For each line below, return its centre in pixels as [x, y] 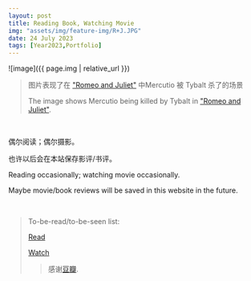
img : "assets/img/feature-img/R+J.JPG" [75, 31]
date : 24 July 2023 [41, 38]
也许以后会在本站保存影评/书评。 [63, 159]
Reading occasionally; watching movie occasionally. [94, 175]
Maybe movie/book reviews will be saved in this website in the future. [123, 190]
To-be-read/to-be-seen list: [74, 222]
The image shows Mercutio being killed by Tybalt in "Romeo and [134, 101]
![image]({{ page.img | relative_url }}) [69, 68]
